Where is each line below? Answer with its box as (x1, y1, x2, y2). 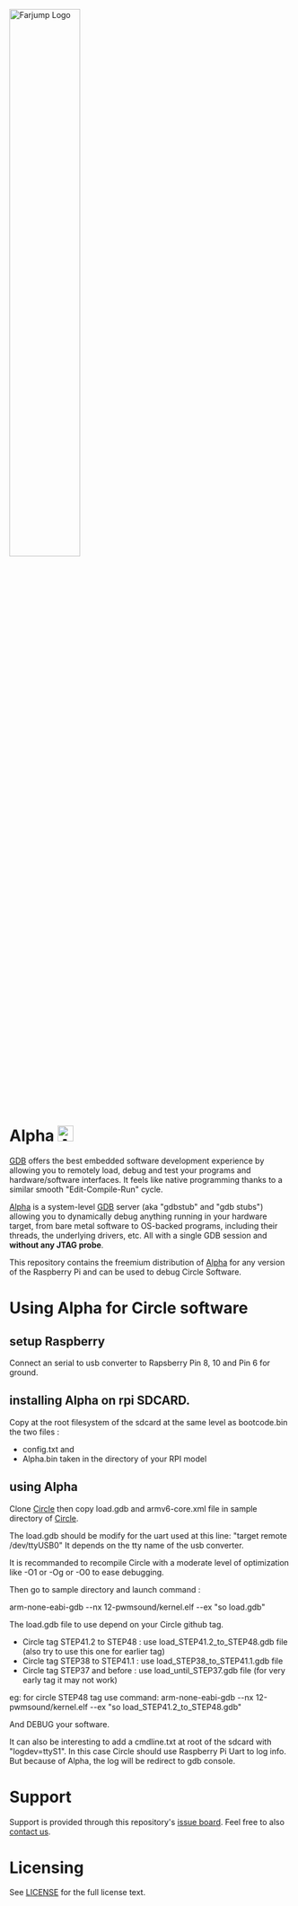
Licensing (9, 1857, 84, 1877)
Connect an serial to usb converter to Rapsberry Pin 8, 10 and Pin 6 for (9, 1357, 271, 1368)
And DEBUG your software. (9, 1718, 110, 1729)
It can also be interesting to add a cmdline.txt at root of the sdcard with (9, 1736, 272, 1747)
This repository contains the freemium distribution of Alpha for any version (9, 1257, 285, 1267)
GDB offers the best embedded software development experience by (9, 1155, 265, 1166)
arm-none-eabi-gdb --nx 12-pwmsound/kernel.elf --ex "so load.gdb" (9, 1602, 266, 1612)
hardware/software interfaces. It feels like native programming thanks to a (9, 1174, 283, 1185)
